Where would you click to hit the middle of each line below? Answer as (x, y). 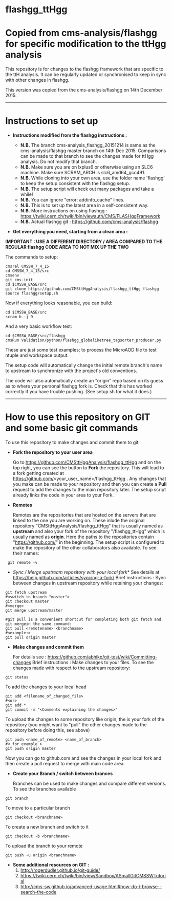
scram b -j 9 (19, 317)
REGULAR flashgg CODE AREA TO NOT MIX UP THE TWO (67, 247)
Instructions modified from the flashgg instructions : (70, 135)
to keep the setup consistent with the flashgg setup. (75, 183)
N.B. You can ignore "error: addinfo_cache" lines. (72, 200)
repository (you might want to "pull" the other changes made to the (76, 725)
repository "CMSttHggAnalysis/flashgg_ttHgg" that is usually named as (88, 526)
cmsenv (12, 275)
